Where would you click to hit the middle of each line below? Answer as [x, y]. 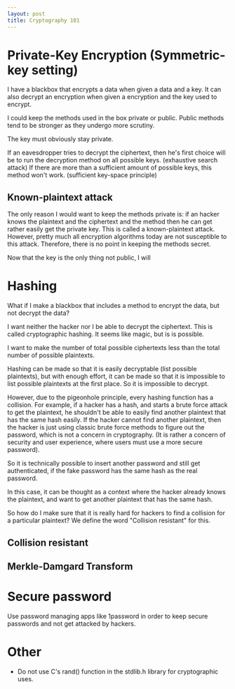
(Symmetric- [188, 55]
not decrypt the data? [39, 313]
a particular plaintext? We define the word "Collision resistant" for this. [109, 520]
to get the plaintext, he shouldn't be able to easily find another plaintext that [117, 413]
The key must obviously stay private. [60, 139]
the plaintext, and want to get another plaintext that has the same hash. [110, 499]
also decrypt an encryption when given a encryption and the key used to [112, 97]
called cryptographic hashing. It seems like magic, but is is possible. [106, 334]
